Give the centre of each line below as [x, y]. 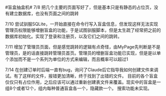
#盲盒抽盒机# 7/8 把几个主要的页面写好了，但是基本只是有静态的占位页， [80, 7]
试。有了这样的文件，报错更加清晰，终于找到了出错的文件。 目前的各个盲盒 [82, 76]
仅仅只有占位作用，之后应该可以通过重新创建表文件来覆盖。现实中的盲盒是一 [83, 82]
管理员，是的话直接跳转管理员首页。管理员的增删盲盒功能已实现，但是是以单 [83, 53]
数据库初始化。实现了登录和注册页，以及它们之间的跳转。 [63, 36]
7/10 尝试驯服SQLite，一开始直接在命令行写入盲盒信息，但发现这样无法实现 [82, 24]
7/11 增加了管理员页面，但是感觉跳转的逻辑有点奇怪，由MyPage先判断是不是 [83, 47]
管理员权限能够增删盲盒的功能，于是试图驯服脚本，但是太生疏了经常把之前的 [83, 30]
